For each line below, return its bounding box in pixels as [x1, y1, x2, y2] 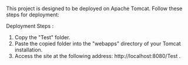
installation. [14, 46, 43, 53]
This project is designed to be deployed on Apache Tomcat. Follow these [6, 5, 183, 12]
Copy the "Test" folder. [14, 34, 70, 40]
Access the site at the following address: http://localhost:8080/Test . [14, 53, 181, 59]
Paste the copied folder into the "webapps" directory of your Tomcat [14, 40, 181, 47]
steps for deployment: [6, 11, 60, 18]
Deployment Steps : [6, 23, 54, 29]
